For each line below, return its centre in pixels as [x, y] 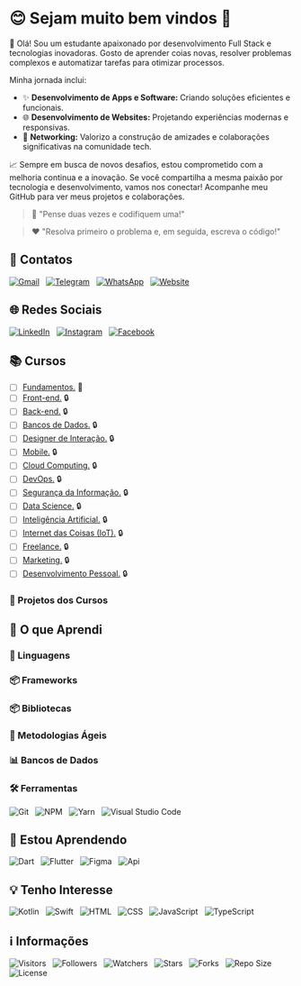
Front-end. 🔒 [45, 398]
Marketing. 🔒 [46, 560]
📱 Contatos [41, 260]
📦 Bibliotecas [40, 708]
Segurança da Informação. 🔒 [75, 493]
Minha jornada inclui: [48, 79]
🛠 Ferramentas [44, 789]
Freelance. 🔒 [45, 547]
